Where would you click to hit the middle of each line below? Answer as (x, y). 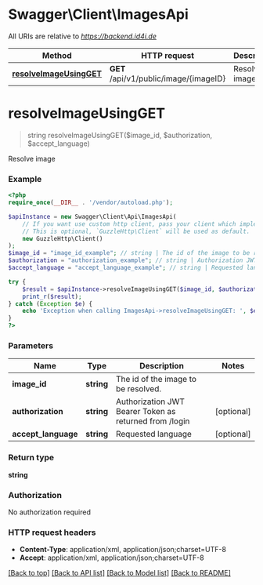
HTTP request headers (52, 532)
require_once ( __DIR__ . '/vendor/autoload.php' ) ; (91, 203)
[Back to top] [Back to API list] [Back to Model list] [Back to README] (119, 573)
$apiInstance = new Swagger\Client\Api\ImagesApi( (92, 216)
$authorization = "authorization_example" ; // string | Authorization (126, 260)
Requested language (154, 434)
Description (162, 366)
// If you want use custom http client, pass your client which (129, 224)
